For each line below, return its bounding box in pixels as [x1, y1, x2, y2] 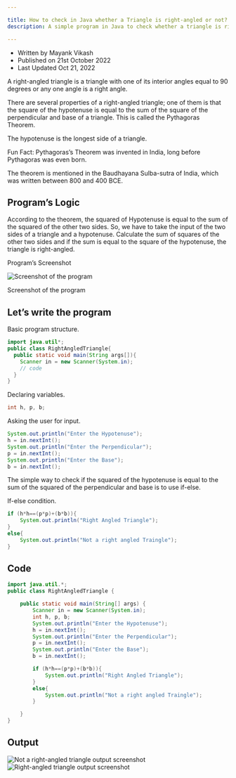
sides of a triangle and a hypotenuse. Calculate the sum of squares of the [7, 230, 220, 239]
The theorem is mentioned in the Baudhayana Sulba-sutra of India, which [7, 169, 219, 177]
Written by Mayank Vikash [17, 48, 93, 57]
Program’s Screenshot [7, 259, 72, 267]
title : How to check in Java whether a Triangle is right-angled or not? [7, 16, 228, 23]
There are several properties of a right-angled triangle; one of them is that [7, 98, 221, 106]
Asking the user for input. [7, 417, 81, 425]
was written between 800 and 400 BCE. [7, 176, 123, 185]
